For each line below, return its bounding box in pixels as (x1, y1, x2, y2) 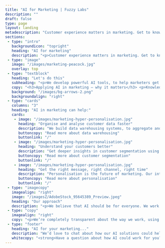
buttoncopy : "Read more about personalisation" (18, 176, 118, 181)
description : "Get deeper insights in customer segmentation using (18, 149, 160, 154)
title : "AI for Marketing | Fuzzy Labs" (5, 7, 89, 12)
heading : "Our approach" (11, 199, 63, 204)
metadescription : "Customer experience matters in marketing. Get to (5, 30, 151, 35)
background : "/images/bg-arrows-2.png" (11, 89, 93, 94)
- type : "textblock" (7, 71, 50, 76)
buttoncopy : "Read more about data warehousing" (18, 131, 120, 136)
